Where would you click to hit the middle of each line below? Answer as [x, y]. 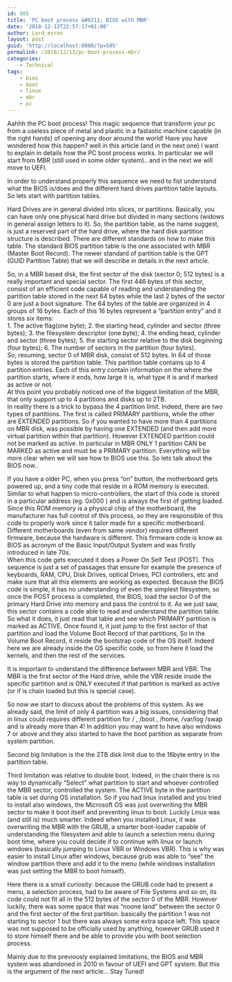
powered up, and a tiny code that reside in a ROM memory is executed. [108, 486]
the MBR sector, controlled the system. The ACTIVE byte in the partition [109, 789]
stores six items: [30, 318]
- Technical [37, 65]
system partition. [31, 741]
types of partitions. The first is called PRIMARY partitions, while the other [111, 413]
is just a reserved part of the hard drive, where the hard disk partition [105, 231]
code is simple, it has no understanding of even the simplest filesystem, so [113, 589]
